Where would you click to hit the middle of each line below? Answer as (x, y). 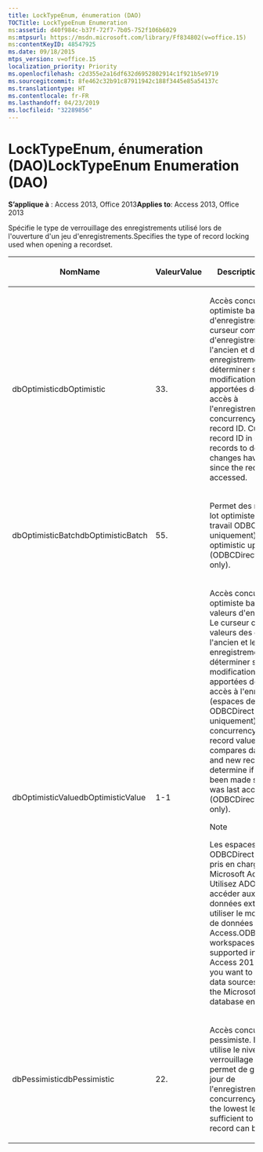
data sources (234, 982)
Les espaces (233, 844)
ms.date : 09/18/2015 (42, 52)
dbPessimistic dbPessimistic (63, 1079)
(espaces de (232, 701)
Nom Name (80, 272)
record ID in (231, 438)
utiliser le (226, 913)
